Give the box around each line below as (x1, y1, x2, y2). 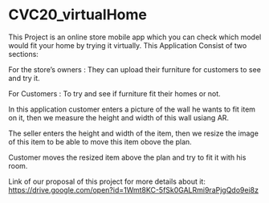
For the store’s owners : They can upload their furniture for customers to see (8, 64, 261, 74)
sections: (8, 49, 39, 59)
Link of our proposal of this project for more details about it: (8, 177, 206, 186)
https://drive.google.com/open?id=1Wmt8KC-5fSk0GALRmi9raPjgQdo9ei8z (8, 185, 259, 194)
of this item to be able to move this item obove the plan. (8, 136, 193, 146)
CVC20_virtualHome (8, 6, 147, 24)
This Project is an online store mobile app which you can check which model (8, 32, 262, 42)
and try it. (8, 73, 40, 83)
